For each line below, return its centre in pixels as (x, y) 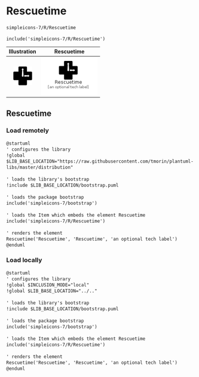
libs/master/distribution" (40, 167)
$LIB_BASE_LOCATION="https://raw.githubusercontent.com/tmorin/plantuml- (100, 161)
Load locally (24, 260)
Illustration (23, 51)
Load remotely (28, 130)
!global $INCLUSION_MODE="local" (48, 285)
